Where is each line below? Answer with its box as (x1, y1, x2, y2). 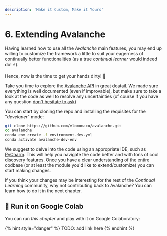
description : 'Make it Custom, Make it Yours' (5, 7, 104, 12)
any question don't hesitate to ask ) (5, 98, 76, 105)
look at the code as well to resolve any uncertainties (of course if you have (5, 93, 159, 99)
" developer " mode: (5, 113, 44, 120)
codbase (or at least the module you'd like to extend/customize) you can (5, 162, 154, 168)
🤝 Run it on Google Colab (5, 202, 84, 211)
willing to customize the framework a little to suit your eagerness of (5, 50, 144, 56)
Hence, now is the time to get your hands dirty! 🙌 (5, 73, 106, 79)
